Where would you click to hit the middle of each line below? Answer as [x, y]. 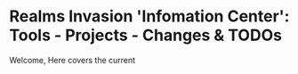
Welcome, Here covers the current [72, 60]
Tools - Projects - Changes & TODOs [146, 35]
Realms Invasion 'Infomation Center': [149, 16]
